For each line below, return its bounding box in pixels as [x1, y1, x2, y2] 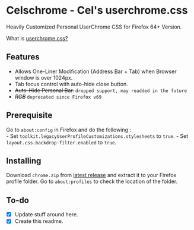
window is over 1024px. [14, 74, 73, 81]
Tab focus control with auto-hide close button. [14, 80, 129, 87]
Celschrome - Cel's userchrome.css [6, 4, 188, 17]
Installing [6, 156, 42, 166]
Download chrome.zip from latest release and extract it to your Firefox [6, 172, 177, 179]
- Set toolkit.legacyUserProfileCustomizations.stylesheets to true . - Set [6, 132, 189, 140]
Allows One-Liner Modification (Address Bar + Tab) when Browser [14, 68, 177, 75]
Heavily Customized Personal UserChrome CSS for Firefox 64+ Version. [6, 23, 182, 30]
